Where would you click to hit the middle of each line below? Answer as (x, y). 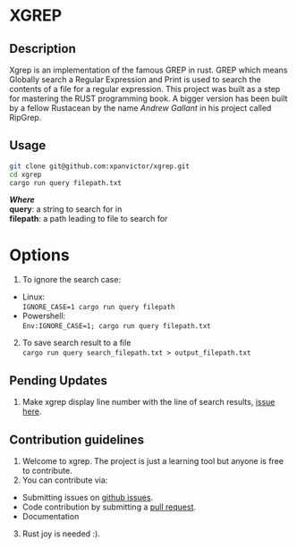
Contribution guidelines (77, 439)
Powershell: (44, 316)
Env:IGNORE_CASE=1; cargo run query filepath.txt (117, 326)
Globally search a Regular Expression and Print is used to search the (135, 80)
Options (39, 255)
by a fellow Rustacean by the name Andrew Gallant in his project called (140, 108)
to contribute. (47, 471)
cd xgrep (25, 174)
